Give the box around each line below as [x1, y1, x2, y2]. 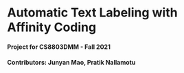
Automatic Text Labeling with [7, 5, 178, 21]
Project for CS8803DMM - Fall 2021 [7, 43, 111, 51]
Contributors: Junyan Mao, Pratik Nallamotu [7, 59, 136, 67]
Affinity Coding [7, 19, 97, 35]
